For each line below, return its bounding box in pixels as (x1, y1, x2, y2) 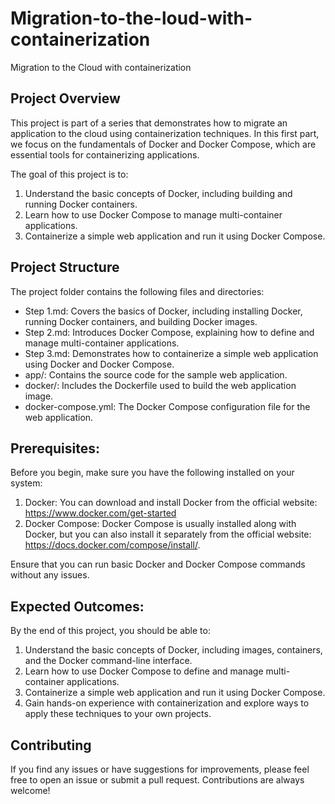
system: (10, 477, 43, 489)
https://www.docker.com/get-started (24, 507, 177, 519)
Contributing (10, 737, 92, 754)
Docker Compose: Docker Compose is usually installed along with (24, 518, 297, 530)
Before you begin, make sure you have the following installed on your (10, 467, 295, 479)
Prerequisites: (10, 440, 100, 457)
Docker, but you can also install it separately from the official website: (24, 528, 312, 541)
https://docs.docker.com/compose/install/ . (24, 539, 201, 551)
